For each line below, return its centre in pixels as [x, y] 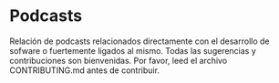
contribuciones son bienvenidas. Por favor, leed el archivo [119, 60]
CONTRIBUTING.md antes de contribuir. [84, 70]
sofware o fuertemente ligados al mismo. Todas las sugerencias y [133, 50]
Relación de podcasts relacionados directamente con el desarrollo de [139, 41]
